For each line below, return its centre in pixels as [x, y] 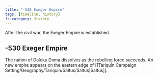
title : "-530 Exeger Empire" [35, 10]
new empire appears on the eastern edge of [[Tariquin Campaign [71, 65]
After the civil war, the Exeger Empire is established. [58, 33]
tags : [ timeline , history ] [33, 14]
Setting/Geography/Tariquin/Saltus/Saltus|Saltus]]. [56, 70]
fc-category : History [27, 19]
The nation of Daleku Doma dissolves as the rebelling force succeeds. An [79, 60]
